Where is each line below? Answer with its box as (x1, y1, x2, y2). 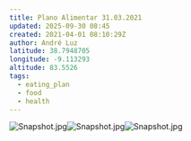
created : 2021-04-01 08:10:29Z (9, 30, 126, 39)
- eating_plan (17, 80, 70, 89)
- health (17, 96, 50, 106)
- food (17, 88, 42, 97)
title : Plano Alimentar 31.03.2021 (9, 13, 143, 22)
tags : (9, 72, 30, 81)
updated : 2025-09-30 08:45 (9, 22, 110, 31)
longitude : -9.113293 (9, 55, 91, 64)
